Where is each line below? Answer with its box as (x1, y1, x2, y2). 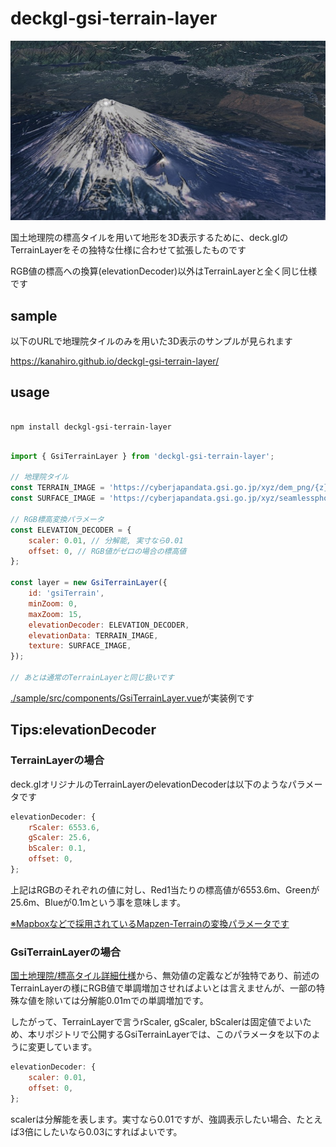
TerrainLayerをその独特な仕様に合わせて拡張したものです (10, 244, 247, 256)
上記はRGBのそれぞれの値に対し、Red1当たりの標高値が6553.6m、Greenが (10, 883, 320, 896)
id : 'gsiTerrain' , (28, 588, 105, 599)
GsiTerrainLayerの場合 (10, 945, 122, 959)
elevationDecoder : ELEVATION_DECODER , (28, 620, 190, 630)
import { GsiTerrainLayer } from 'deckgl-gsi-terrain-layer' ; (10, 451, 275, 461)
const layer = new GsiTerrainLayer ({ (10, 578, 168, 588)
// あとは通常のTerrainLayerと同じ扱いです (10, 673, 175, 683)
